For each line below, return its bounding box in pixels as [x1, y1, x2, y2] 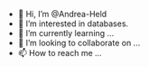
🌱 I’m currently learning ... [17, 28, 115, 38]
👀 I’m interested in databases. [17, 18, 129, 29]
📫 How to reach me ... [17, 48, 102, 58]
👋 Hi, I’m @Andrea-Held [17, 9, 107, 19]
